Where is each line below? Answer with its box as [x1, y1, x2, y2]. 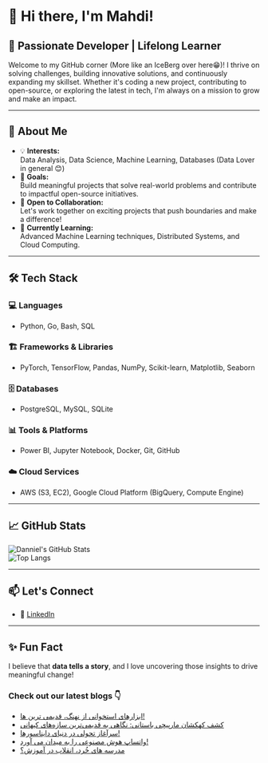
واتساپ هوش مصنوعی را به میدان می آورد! [19, 737, 149, 746]
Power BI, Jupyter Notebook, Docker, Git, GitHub [19, 446, 180, 455]
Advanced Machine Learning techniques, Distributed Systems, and [19, 231, 240, 240]
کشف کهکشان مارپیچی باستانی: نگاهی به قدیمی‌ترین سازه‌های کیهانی [19, 720, 225, 729]
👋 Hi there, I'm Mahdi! [8, 7, 154, 26]
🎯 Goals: [19, 172, 49, 181]
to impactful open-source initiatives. [19, 189, 139, 198]
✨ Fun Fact [8, 640, 64, 654]
